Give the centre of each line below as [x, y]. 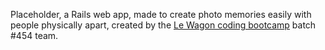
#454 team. [34, 35]
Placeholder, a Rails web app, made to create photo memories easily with [161, 14]
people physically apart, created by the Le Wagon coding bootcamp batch [163, 25]
